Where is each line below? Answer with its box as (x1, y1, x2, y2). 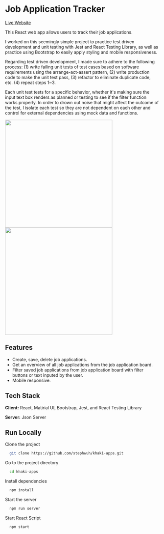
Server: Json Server (5, 414, 47, 420)
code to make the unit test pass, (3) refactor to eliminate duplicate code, (5, 74, 151, 80)
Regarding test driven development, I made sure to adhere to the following (5, 58, 155, 64)
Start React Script (5, 515, 41, 521)
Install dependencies (5, 478, 47, 484)
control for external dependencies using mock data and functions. (5, 110, 139, 116)
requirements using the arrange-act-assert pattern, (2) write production (5, 69, 150, 75)
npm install (9, 488, 34, 493)
